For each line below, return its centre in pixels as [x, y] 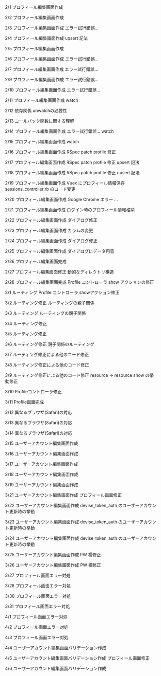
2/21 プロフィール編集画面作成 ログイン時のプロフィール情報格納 [70, 210]
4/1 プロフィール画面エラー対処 [36, 617]
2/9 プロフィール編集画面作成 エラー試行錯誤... [52, 80]
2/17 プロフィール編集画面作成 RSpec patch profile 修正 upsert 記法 [72, 162]
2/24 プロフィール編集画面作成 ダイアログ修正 [51, 241]
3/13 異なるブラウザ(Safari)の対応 [39, 423]
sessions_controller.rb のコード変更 [40, 189]
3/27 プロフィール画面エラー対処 [38, 575]
